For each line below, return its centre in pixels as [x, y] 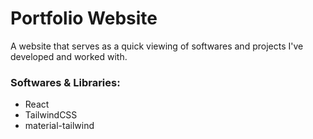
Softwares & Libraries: [65, 82]
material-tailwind [59, 126]
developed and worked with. [69, 56]
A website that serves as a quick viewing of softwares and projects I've [157, 46]
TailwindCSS [51, 115]
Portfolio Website [84, 18]
